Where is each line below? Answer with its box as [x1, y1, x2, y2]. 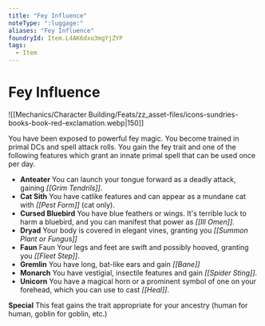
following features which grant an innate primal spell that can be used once [8, 150, 256, 160]
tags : [8, 42, 26, 50]
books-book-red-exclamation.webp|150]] [8, 117, 144, 128]
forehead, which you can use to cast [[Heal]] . [19, 284, 170, 294]
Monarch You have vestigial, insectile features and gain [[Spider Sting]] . [19, 268, 258, 277]
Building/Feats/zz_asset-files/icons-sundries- [88, 109, 239, 119]
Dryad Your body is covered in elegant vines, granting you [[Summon [19, 225, 249, 235]
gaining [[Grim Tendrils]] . [19, 183, 103, 193]
